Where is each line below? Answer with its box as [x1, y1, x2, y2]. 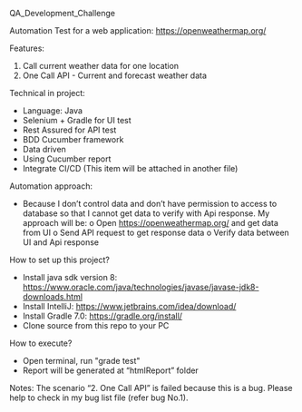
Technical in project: [9, 88, 86, 98]
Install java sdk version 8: [22, 272, 118, 282]
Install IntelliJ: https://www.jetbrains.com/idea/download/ [22, 301, 237, 311]
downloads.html [22, 291, 83, 302]
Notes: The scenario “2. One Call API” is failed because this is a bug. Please [9, 383, 293, 393]
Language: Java [22, 105, 83, 116]
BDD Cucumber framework [22, 134, 124, 144]
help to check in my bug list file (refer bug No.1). [9, 392, 189, 403]
